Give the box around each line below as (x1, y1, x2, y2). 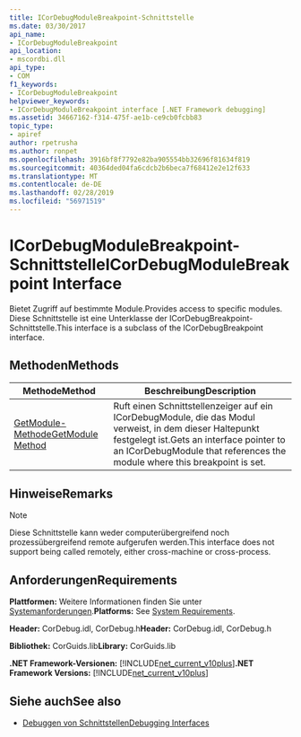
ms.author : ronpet (9, 146, 78, 155)
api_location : (9, 47, 63, 56)
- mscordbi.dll (9, 55, 66, 64)
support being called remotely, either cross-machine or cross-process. (9, 547, 271, 557)
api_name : (9, 30, 47, 39)
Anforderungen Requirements (9, 572, 177, 588)
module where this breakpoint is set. (113, 455, 266, 468)
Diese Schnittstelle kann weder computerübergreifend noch (9, 527, 230, 539)
